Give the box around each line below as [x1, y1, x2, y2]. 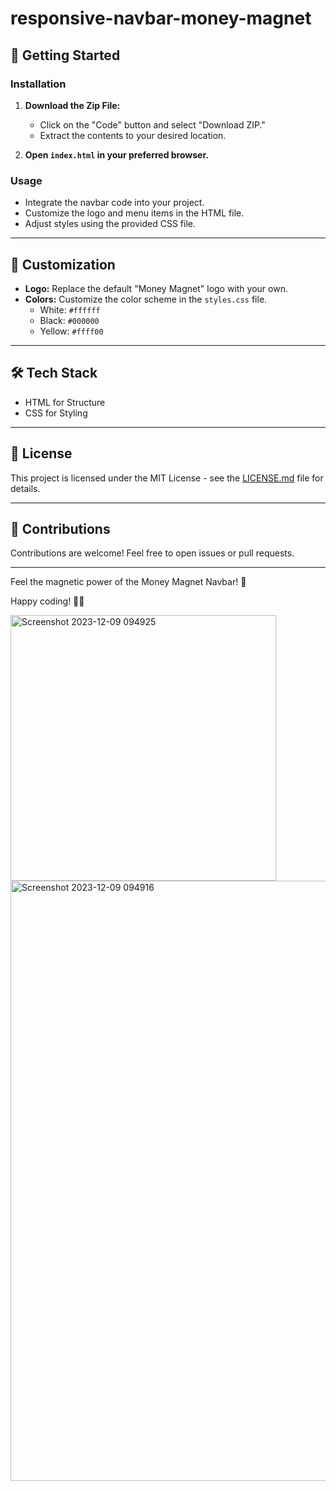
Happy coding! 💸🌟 [10, 595, 85, 607]
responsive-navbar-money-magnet [10, 7, 312, 30]
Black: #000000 [39, 314, 100, 326]
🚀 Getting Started [10, 47, 121, 64]
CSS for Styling [24, 407, 88, 419]
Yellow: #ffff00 [39, 325, 104, 337]
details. [10, 482, 41, 494]
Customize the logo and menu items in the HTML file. [24, 207, 245, 219]
